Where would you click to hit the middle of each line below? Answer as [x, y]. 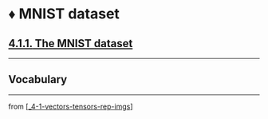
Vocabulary [38, 79]
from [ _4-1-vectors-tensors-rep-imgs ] [71, 106]
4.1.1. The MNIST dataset [71, 44]
